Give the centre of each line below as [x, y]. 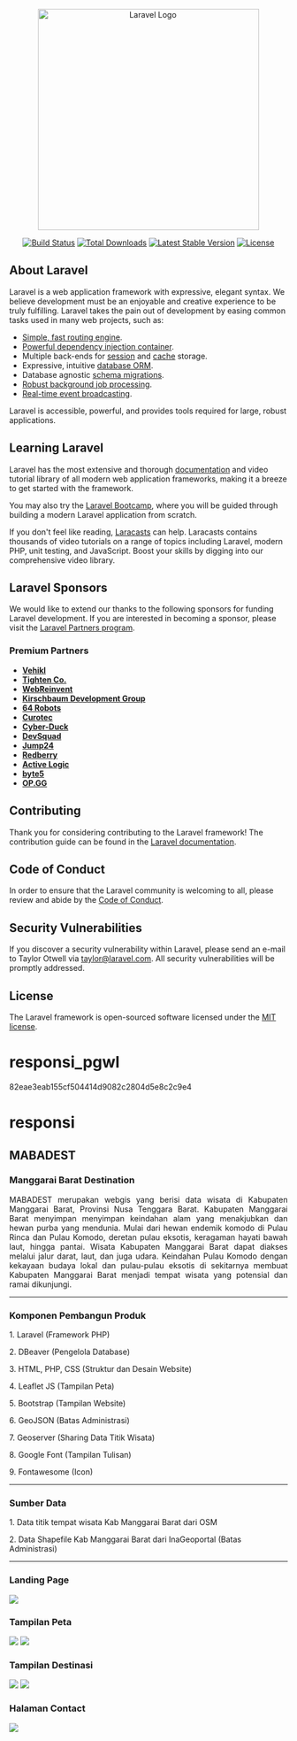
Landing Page [39, 1580]
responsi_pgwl [65, 1063]
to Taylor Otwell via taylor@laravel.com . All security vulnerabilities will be [142, 959]
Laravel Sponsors [58, 588]
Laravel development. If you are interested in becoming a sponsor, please [143, 619]
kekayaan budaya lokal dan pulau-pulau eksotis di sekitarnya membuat [148, 1265]
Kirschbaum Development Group [84, 698]
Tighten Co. [44, 679]
